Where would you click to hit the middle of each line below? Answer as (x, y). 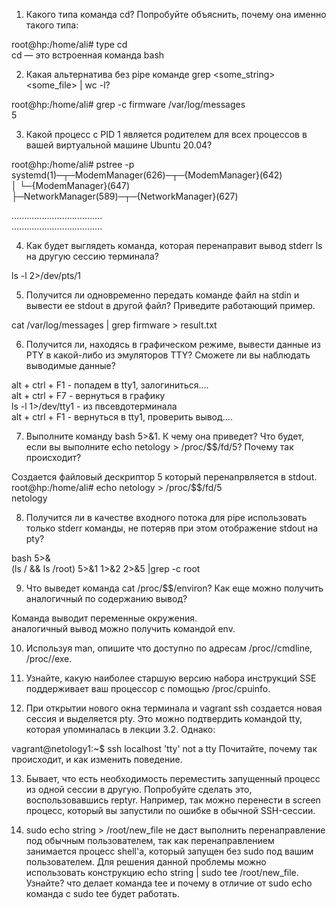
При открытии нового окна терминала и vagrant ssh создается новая (174, 708)
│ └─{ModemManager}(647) (71, 185)
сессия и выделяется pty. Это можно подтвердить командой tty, (164, 718)
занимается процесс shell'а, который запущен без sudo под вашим (169, 851)
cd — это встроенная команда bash (88, 55)
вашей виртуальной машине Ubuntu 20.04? (119, 145)
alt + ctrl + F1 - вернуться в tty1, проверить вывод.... (122, 417)
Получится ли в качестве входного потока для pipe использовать (166, 517)
